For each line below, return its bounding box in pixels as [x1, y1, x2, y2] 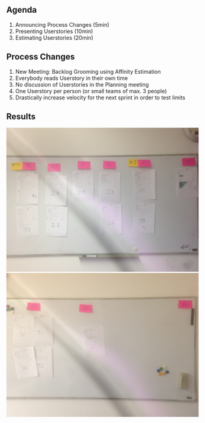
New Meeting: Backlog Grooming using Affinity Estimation [15, 68, 161, 75]
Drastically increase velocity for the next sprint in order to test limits [15, 94, 185, 101]
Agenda [6, 5, 37, 15]
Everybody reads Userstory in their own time [15, 74, 128, 82]
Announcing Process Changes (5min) [15, 21, 110, 28]
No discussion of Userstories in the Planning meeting [15, 80, 149, 88]
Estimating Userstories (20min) [15, 34, 93, 41]
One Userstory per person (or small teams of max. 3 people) [15, 87, 167, 94]
